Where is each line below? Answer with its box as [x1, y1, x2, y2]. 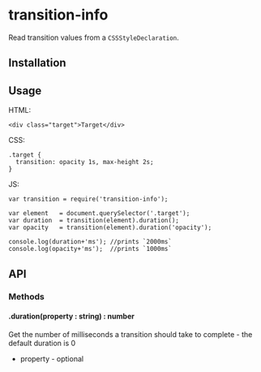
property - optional [19, 353, 83, 363]
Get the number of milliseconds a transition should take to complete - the [8, 329, 253, 339]
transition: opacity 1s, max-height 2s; [15, 158, 154, 167]
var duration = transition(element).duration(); [8, 217, 180, 225]
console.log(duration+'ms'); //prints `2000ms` [8, 238, 173, 246]
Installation [8, 56, 66, 70]
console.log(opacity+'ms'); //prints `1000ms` [8, 245, 173, 253]
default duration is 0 [8, 338, 76, 348]
